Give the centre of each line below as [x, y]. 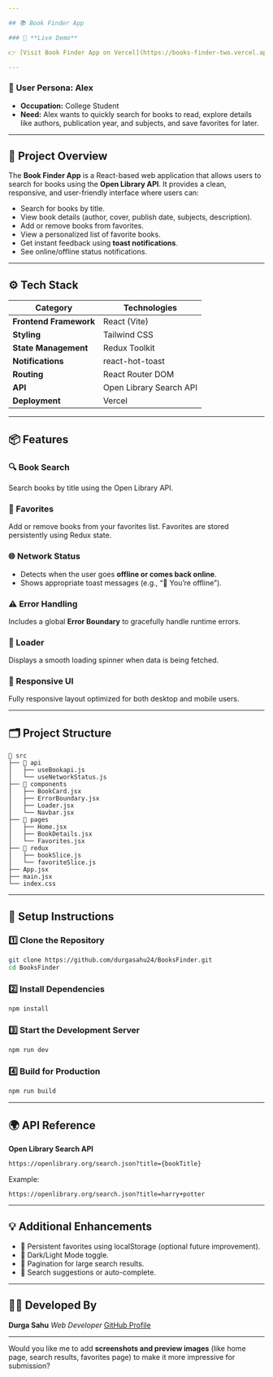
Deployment [37, 401]
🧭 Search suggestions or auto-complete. [88, 1272]
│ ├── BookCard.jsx [45, 792]
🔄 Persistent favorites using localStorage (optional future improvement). [140, 1246]
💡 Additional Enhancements [80, 1227]
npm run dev [28, 1050]
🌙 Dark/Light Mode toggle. [65, 1255]
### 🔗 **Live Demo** [43, 37]
